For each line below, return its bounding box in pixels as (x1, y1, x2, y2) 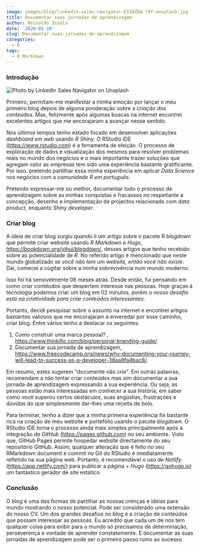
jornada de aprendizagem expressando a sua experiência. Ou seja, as (6, 381, 178, 388)
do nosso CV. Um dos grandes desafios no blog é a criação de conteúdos (6, 510, 188, 517)
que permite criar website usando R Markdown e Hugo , (6, 239, 143, 246)
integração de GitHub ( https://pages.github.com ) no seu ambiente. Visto (6, 430, 184, 438)
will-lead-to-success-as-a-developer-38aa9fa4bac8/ (14, 357, 147, 364)
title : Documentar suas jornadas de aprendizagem (6, 14, 133, 20)
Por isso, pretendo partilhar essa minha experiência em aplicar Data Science (6, 167, 195, 174)
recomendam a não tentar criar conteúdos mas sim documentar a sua (6, 375, 178, 382)
